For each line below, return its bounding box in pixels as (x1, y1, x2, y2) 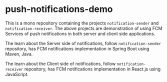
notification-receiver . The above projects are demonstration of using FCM (5, 25, 162, 31)
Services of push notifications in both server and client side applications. (5, 30, 155, 36)
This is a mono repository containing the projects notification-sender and (5, 20, 159, 26)
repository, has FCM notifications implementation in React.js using (24, 66, 161, 72)
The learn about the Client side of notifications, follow (5, 60, 116, 66)
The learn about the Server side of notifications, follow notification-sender (5, 40, 161, 46)
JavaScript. (5, 71, 29, 77)
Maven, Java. (5, 51, 33, 57)
